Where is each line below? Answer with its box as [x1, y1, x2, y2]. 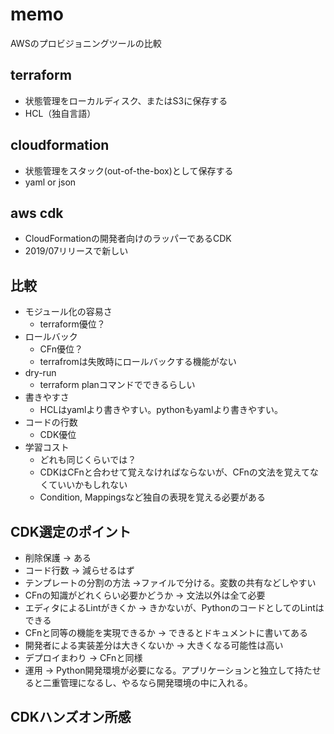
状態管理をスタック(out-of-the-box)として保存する [24, 164, 234, 177]
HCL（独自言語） [24, 107, 97, 119]
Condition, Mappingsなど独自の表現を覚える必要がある [39, 491, 266, 503]
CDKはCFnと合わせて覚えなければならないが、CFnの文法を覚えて [39, 466, 311, 478]
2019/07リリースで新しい [24, 245, 129, 257]
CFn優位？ [39, 343, 83, 355]
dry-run [24, 367, 57, 379]
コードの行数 [24, 416, 78, 428]
